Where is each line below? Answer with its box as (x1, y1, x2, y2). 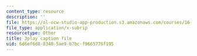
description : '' (6, 14, 46, 20)
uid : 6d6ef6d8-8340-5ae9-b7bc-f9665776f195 (6, 41, 114, 47)
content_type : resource (6, 8, 64, 15)
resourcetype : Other (6, 30, 57, 36)
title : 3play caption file (6, 36, 72, 41)
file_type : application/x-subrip (6, 24, 88, 31)
